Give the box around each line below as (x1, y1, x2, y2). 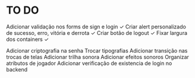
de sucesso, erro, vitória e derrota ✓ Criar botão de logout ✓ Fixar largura (6, 29, 188, 36)
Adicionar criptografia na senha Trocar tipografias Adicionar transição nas (6, 47, 188, 54)
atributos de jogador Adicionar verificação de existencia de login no (6, 60, 172, 67)
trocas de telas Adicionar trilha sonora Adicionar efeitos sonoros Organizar (6, 53, 189, 60)
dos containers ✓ (6, 35, 49, 43)
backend (6, 66, 28, 73)
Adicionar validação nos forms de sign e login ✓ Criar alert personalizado (6, 23, 186, 30)
